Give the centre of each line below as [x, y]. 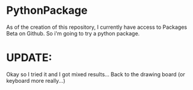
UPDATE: [29, 58]
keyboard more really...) [36, 80]
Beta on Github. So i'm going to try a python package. [73, 33]
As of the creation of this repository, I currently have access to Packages [97, 27]
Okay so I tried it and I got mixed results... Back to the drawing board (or [96, 74]
